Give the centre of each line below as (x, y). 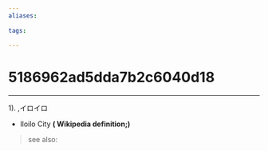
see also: (43, 140)
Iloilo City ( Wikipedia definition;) (75, 124)
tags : (17, 30)
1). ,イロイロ (28, 108)
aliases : (23, 16)
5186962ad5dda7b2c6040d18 (112, 77)
